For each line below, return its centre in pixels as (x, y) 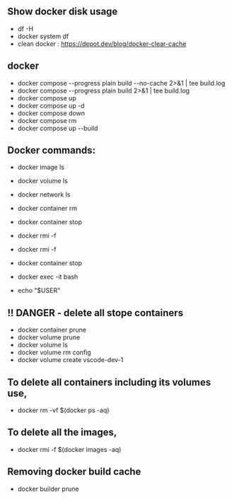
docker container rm (47, 209)
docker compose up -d (51, 105)
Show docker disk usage (63, 12)
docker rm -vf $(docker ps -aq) (63, 410)
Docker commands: (51, 150)
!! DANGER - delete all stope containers (95, 313)
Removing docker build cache (74, 472)
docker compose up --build (58, 128)
